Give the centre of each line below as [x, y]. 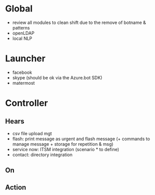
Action [16, 187]
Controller [27, 103]
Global [19, 9]
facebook [22, 72]
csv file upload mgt [32, 133]
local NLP [22, 38]
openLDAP [23, 33]
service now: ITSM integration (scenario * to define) [66, 149]
